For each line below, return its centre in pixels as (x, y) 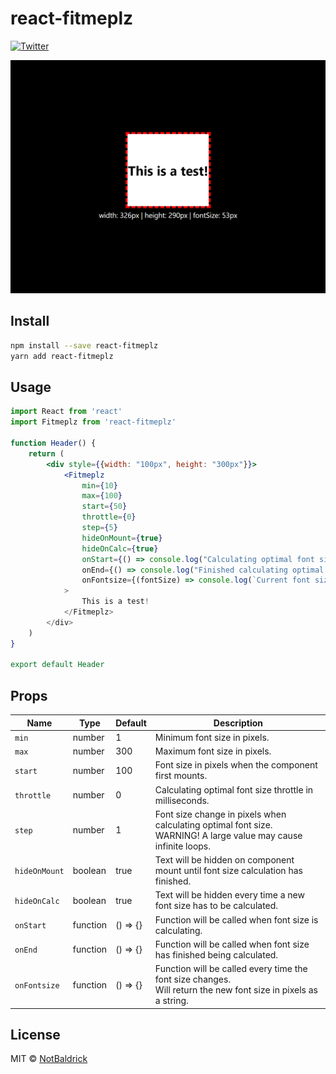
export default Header (57, 665)
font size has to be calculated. (216, 906)
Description (238, 723)
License (35, 1034)
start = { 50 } (104, 507)
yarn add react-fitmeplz (62, 356)
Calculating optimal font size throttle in (234, 789)
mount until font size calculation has (228, 871)
